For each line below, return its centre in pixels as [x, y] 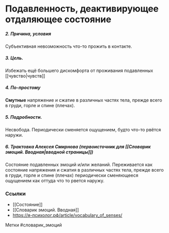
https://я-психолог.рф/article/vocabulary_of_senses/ [67, 215]
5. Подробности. [24, 117]
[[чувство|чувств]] [25, 76]
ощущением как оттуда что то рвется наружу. [55, 181]
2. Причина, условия [28, 34]
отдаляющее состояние [58, 19]
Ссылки [16, 193]
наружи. [14, 135]
